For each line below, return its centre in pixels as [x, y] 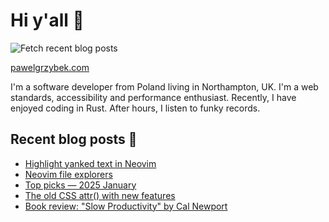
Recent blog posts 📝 [74, 139]
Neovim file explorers [68, 174]
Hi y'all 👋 [47, 20]
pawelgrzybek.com [50, 67]
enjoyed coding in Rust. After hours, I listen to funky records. [135, 108]
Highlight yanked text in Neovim [90, 163]
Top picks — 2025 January [80, 185]
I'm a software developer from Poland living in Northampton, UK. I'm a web [164, 86]
